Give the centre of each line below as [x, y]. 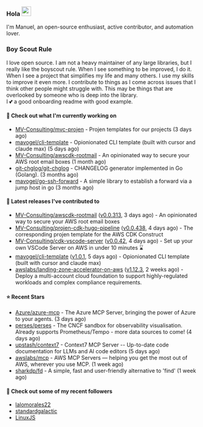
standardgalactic [36, 411]
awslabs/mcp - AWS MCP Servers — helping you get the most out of [101, 358]
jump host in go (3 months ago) [54, 187]
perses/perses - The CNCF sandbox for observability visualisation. [98, 325]
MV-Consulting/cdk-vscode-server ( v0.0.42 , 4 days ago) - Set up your [104, 241]
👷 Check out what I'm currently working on [61, 116]
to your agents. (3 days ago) [50, 319]
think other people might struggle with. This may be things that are [90, 88]
